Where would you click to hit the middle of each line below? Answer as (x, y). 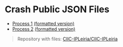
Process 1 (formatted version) (43, 24)
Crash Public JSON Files (57, 9)
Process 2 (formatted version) (44, 29)
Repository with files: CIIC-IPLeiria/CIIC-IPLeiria (67, 39)
